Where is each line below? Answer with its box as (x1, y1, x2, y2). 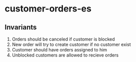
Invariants (4, 23, 37, 31)
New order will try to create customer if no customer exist (11, 41, 131, 47)
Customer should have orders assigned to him (11, 47, 107, 52)
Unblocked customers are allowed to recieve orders (11, 52, 118, 58)
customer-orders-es (4, 3, 92, 14)
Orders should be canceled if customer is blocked (11, 36, 115, 42)
